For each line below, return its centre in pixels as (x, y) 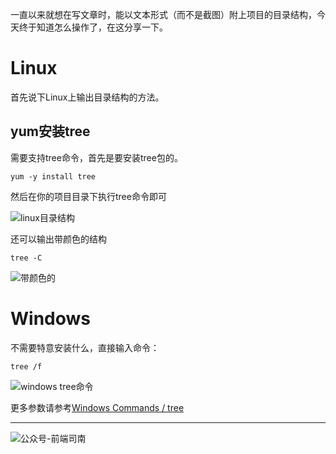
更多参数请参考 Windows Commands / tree (97, 407)
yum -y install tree (53, 176)
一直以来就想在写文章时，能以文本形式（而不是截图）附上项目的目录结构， (163, 14)
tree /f (26, 366)
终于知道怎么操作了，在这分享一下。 (93, 27)
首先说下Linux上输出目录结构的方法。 (87, 97)
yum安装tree (50, 131)
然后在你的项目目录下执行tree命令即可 (88, 196)
